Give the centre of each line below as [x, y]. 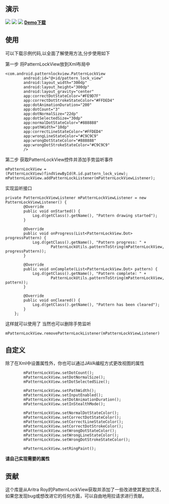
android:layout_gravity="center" [59, 91]
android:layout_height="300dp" [57, 87]
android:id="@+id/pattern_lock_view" [63, 78]
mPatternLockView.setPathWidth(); [60, 391]
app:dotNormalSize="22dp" [51, 114]
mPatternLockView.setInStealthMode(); [64, 404]
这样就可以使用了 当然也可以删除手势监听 [48, 324]
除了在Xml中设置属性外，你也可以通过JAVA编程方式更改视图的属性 [75, 363]
